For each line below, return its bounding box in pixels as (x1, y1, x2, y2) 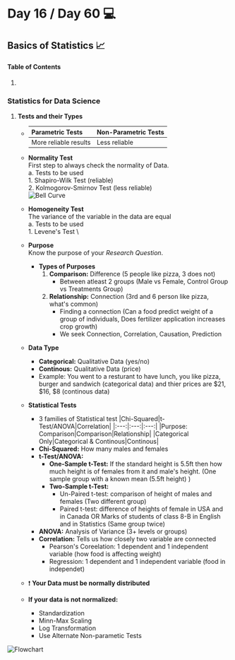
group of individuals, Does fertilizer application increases (59, 315, 226, 324)
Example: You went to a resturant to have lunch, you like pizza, (38, 372, 221, 381)
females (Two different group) (59, 497, 147, 506)
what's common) (49, 300, 99, 308)
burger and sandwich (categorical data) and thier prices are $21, (38, 379, 227, 389)
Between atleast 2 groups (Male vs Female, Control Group (59, 277, 229, 286)
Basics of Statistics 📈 (7, 40, 106, 52)
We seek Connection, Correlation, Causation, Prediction (59, 330, 222, 338)
